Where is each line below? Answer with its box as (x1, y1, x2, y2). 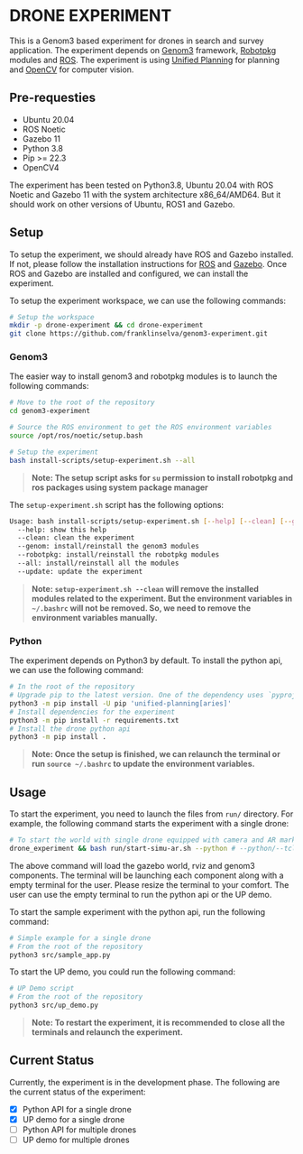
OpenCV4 (22, 162, 60, 172)
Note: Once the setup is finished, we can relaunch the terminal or (31, 749, 281, 760)
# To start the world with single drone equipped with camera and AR (9, 835, 277, 845)
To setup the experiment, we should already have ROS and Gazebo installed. (9, 249, 294, 260)
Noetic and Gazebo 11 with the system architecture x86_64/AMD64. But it (9, 189, 281, 199)
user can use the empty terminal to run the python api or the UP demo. (9, 889, 272, 900)
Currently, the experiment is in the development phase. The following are (9, 1076, 280, 1087)
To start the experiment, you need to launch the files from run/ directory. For (9, 808, 294, 819)
